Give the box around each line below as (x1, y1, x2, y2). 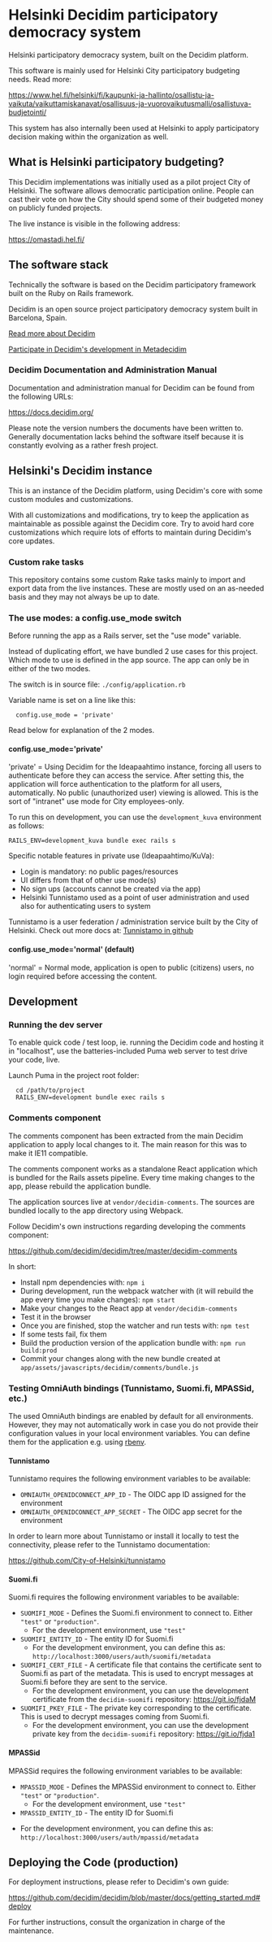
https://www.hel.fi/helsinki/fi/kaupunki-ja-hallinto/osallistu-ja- (8, 89, 215, 99)
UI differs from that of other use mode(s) (19, 875, 157, 885)
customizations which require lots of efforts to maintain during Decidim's (8, 527, 252, 537)
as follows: (8, 821, 45, 831)
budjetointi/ (8, 107, 47, 117)
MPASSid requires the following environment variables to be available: (8, 1765, 243, 1775)
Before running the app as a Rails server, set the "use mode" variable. (8, 631, 242, 640)
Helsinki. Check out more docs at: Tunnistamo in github (8, 926, 194, 936)
